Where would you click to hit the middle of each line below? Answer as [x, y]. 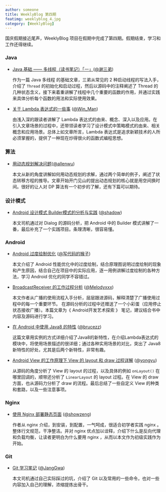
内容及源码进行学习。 [34, 316]
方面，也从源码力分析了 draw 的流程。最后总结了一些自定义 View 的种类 [86, 383]
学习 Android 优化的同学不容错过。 [56, 277]
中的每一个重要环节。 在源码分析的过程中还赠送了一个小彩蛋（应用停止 [89, 304]
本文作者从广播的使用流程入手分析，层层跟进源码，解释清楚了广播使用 [84, 298]
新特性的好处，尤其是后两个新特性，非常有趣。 [60, 350]
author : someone [22, 10]
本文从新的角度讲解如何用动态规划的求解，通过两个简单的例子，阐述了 [84, 174]
